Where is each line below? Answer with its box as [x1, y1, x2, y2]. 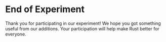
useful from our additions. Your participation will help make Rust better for [5, 25, 159, 31]
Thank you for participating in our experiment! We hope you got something [5, 20, 161, 26]
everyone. [5, 31, 26, 37]
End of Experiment [5, 4, 85, 15]
